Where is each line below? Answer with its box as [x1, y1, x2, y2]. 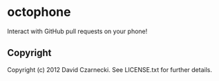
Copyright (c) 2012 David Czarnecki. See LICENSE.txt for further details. [7, 65, 213, 73]
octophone [7, 4, 71, 20]
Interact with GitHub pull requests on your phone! [7, 27, 148, 35]
